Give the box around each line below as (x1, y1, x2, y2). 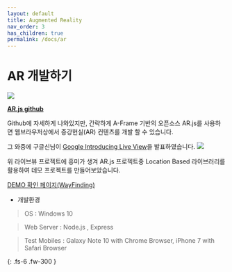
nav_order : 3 (7, 23, 45, 30)
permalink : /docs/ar (7, 36, 67, 43)
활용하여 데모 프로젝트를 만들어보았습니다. (7, 166, 121, 175)
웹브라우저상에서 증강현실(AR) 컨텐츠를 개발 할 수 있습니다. (14, 128, 174, 136)
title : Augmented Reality (7, 17, 82, 24)
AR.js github (7, 105, 44, 113)
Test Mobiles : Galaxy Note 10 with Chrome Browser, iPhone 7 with (24, 237, 215, 245)
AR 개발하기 (7, 68, 72, 84)
